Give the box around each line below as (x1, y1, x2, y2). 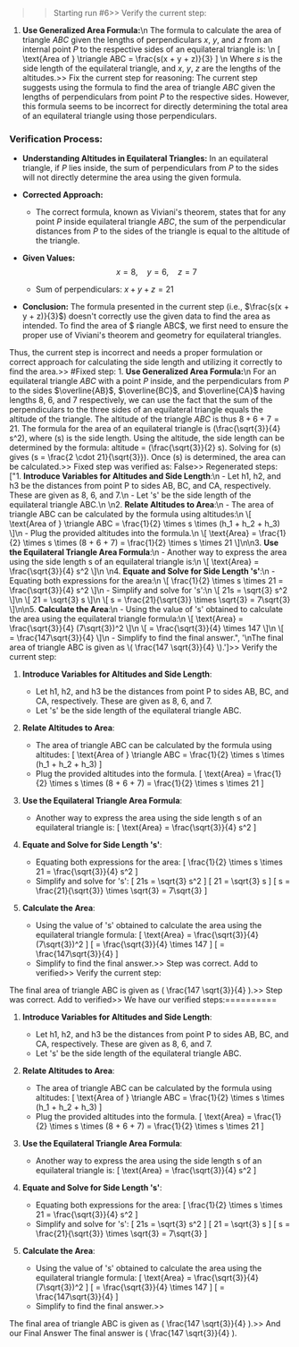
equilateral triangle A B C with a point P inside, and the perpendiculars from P (9, 376, 289, 387)
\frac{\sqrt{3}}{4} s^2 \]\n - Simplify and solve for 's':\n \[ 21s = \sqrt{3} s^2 (9, 585, 288, 596)
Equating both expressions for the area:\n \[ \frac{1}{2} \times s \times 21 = (9, 575, 284, 586)
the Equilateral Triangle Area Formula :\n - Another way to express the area (9, 547, 287, 558)
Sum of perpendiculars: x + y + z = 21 (35, 284, 174, 294)
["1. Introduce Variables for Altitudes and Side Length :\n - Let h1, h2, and (9, 471, 281, 482)
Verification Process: (9, 132, 104, 145)
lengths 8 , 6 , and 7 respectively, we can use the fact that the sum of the (9, 395, 273, 405)
